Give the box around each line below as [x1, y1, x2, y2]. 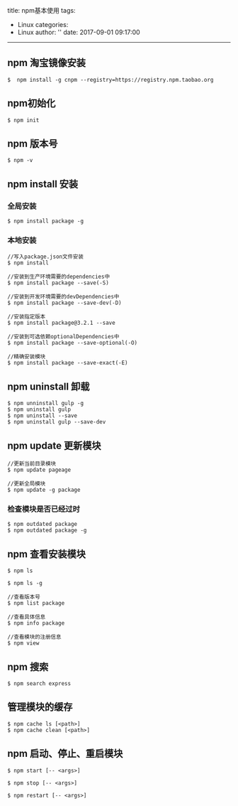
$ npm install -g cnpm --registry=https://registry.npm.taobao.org [7, 76, 214, 83]
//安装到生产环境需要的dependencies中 [7, 273, 110, 281]
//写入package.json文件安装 [7, 253, 84, 261]
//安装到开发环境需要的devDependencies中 [7, 294, 120, 301]
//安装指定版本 [7, 313, 46, 321]
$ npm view [7, 640, 40, 647]
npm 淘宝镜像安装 [7, 57, 86, 69]
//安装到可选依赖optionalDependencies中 [7, 333, 120, 340]
